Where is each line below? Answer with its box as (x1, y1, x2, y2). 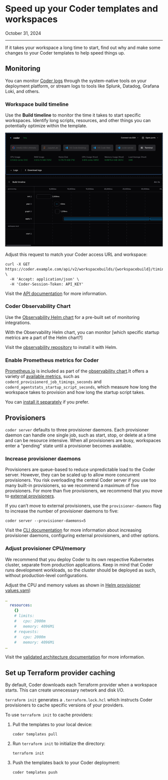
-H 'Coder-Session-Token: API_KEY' (9, 281, 84, 286)
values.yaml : (5, 587, 31, 593)
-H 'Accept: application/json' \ (9, 276, 79, 281)
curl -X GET (5, 261, 30, 266)
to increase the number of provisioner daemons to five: (5, 508, 119, 514)
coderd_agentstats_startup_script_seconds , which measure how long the (5, 384, 157, 390)
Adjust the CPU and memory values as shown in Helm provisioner (5, 582, 141, 588)
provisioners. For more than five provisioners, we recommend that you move (5, 488, 162, 494)
